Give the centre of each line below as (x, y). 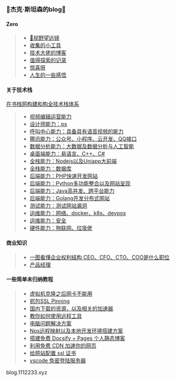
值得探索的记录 (48, 60)
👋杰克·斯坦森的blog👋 (36, 9)
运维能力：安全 (48, 220)
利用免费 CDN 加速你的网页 (63, 345)
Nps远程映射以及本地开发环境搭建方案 (76, 330)
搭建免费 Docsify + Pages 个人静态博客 (77, 338)
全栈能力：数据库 (51, 169)
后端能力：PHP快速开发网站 (64, 176)
